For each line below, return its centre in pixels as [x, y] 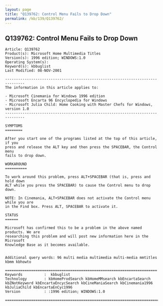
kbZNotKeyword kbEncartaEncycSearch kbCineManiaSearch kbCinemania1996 [79, 283]
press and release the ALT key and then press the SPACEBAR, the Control [81, 147]
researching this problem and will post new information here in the [77, 237]
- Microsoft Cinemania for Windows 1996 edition [55, 96]
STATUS [12, 215]
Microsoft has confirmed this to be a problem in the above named [73, 228]
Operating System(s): [27, 62]
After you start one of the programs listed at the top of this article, [81, 139]
